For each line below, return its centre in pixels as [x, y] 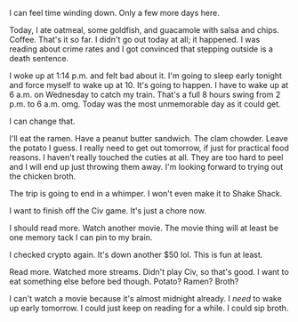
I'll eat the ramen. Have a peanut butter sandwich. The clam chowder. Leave [149, 138]
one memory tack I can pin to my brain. [81, 237]
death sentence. [39, 58]
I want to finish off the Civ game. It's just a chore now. [108, 211]
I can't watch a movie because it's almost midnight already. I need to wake [145, 298]
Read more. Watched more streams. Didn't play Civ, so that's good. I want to [149, 272]
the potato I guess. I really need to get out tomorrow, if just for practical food [149, 148]
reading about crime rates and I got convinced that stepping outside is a [141, 49]
